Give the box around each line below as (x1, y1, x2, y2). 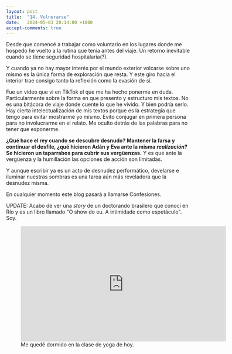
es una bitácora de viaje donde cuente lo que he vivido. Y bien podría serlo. (6, 101, 189, 108)
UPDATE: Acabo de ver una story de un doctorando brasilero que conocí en (6, 202, 189, 209)
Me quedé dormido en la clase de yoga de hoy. (21, 341, 135, 348)
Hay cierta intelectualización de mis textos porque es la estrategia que (6, 107, 176, 114)
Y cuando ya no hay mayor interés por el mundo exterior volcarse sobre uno (6, 65, 190, 72)
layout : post (6, 8, 38, 15)
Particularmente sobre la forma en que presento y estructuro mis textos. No (6, 95, 189, 102)
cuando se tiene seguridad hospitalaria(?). (6, 53, 108, 60)
